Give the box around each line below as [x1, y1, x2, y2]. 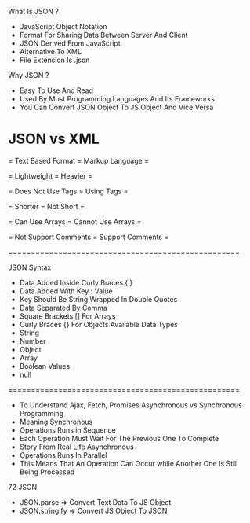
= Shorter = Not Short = [8, 201, 85, 211]
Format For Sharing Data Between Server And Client [19, 31, 188, 39]
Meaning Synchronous [19, 417, 93, 426]
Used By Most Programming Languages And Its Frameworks [19, 94, 216, 103]
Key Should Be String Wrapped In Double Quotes [19, 294, 178, 304]
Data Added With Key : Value [19, 286, 113, 296]
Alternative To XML [19, 47, 82, 56]
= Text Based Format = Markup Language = [8, 156, 150, 165]
